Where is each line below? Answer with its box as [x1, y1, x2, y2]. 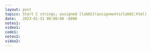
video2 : [5, 39, 21, 44]
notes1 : [5, 20, 21, 26]
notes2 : [5, 34, 21, 39]
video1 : [5, 25, 21, 30]
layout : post [5, 7, 32, 12]
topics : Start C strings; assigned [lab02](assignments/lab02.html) [5, 12, 147, 17]
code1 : [5, 30, 19, 34]
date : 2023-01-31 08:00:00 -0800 [5, 16, 77, 21]
